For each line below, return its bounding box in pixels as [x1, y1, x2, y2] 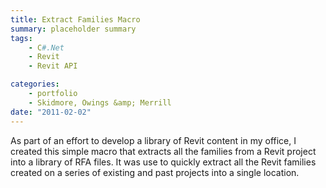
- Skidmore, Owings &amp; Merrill [28, 97, 172, 108]
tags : [10, 33, 33, 43]
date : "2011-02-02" [10, 107, 92, 117]
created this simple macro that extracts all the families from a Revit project [10, 145, 317, 157]
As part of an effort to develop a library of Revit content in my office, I [10, 134, 297, 146]
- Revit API [28, 61, 78, 71]
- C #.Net [28, 42, 65, 53]
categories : [10, 79, 60, 90]
